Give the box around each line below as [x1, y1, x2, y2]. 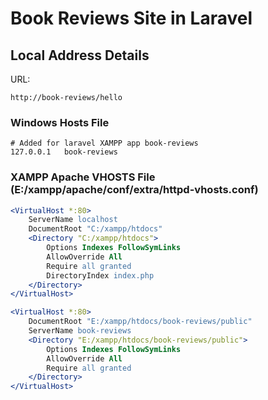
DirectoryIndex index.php [46, 270, 155, 281]
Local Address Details [10, 47, 150, 64]
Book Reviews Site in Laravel [10, 7, 253, 30]
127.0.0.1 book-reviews [10, 147, 118, 157]
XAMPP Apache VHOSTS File [10, 170, 156, 184]
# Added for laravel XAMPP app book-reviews [10, 138, 199, 149]
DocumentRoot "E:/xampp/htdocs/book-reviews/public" [28, 317, 253, 327]
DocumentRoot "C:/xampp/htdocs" [28, 224, 163, 234]
